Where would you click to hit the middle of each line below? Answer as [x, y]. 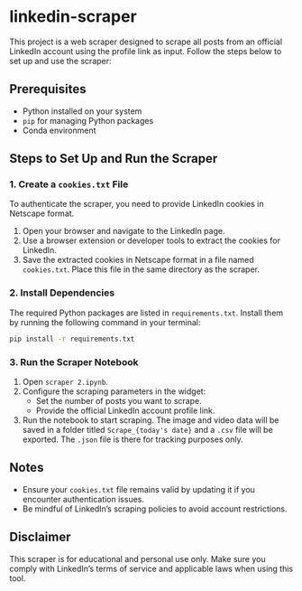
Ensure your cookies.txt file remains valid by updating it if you [138, 489]
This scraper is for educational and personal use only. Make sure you [137, 558]
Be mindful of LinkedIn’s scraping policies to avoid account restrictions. [155, 509]
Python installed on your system [82, 111]
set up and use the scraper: [60, 61]
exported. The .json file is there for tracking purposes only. [133, 439]
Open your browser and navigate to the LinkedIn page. [124, 231]
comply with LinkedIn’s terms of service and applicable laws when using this [151, 568]
